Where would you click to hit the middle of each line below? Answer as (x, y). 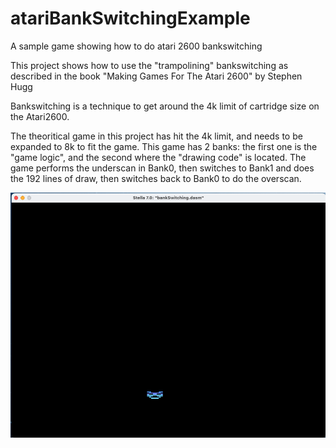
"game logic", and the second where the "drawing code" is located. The (158, 157)
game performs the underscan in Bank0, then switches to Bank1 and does (162, 168)
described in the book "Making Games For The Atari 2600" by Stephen (156, 76)
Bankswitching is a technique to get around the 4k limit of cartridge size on (165, 106)
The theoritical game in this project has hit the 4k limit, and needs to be (156, 136)
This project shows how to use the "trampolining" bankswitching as (149, 65)
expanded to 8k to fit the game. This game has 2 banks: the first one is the (164, 146)
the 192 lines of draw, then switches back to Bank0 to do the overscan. (156, 178)
